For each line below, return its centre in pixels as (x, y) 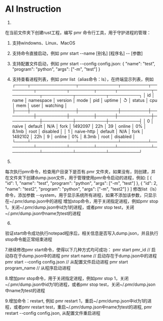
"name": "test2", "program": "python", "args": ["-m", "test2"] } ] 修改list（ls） (81, 189)
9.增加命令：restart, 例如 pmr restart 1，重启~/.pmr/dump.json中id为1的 (76, 301)
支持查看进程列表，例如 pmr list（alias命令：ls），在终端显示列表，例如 (83, 79)
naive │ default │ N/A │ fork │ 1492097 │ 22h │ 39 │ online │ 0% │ (79, 126)
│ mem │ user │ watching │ (40, 105)
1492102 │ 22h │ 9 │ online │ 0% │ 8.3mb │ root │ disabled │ (74, 136)
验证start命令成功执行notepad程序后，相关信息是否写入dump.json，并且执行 (82, 233)
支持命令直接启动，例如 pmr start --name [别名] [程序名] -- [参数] (77, 53)
